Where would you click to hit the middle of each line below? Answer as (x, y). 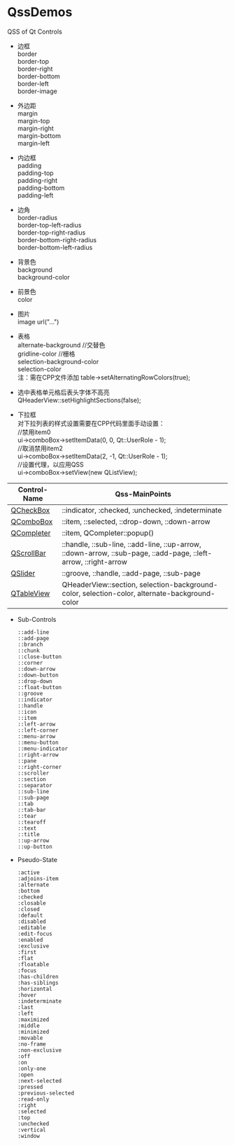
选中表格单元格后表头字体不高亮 (63, 392)
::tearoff (32, 822)
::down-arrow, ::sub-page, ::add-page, (127, 553)
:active (28, 873)
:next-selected (40, 1081)
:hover (27, 995)
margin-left (34, 143)
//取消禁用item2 (40, 448)
